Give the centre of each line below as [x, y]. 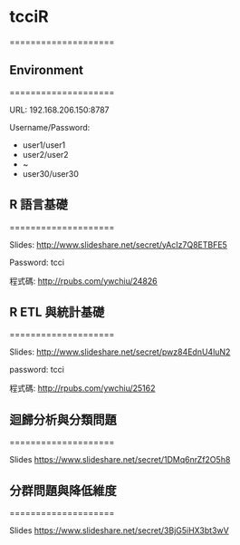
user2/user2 [46, 154]
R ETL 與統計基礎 [57, 311]
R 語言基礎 [38, 204]
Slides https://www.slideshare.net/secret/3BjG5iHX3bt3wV [119, 530]
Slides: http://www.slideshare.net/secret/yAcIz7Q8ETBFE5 [119, 244]
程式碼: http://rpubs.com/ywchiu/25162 [82, 388]
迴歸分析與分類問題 [63, 419]
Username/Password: [50, 127]
